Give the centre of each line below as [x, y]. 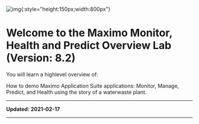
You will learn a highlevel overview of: [52, 74]
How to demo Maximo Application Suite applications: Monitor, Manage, [93, 86]
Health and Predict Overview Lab [89, 46]
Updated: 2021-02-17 [33, 109]
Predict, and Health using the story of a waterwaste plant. [76, 92]
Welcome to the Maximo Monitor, [89, 33]
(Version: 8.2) [41, 58]
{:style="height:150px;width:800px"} [66, 9]
